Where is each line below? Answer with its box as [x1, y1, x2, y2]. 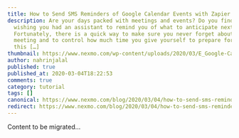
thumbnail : [7, 51, 40, 58]
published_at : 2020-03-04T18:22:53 [7, 70, 113, 77]
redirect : [7, 103, 37, 110]
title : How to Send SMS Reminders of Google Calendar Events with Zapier [7, 10, 231, 18]
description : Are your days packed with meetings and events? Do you [7, 17, 218, 24]
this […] [14, 43, 40, 51]
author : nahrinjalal [7, 57, 69, 64]
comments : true [7, 76, 53, 84]
